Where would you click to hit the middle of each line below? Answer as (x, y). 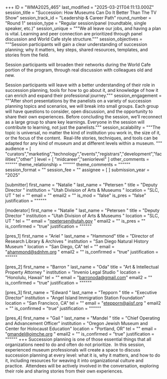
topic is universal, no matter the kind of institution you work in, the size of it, (83, 133)
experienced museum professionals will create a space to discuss (73, 350)
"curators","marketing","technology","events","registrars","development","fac (83, 154)
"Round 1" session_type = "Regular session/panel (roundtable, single (76, 23)
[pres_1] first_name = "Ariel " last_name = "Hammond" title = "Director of (80, 236)
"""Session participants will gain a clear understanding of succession (76, 44)
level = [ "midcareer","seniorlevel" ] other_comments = (93, 159)
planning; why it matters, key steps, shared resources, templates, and (77, 50)
